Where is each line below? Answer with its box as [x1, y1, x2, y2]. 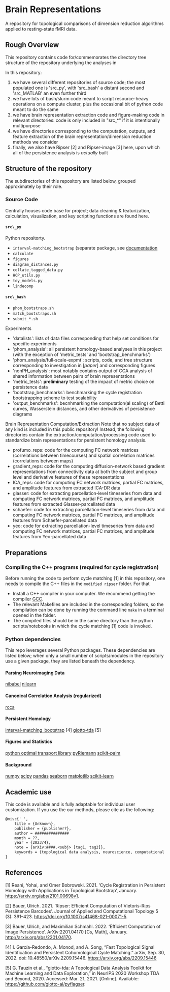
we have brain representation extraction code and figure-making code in [12, 112, 165, 118]
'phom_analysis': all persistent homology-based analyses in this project [12, 346, 162, 352]
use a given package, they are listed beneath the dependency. [5, 658, 135, 664]
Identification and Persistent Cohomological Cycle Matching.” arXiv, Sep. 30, [5, 949, 165, 955]
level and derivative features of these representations [12, 474, 125, 480]
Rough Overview [5, 41, 59, 49]
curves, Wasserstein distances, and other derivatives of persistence [12, 406, 155, 412]
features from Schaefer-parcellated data [12, 517, 97, 523]
